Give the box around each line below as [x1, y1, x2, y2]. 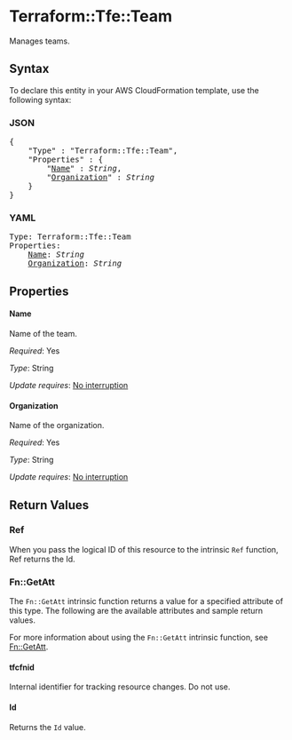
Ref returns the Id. [9, 553, 75, 564]
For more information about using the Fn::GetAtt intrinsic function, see [9, 633, 269, 643]
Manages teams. [9, 36, 71, 46]
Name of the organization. [9, 420, 105, 431]
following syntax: [9, 94, 72, 105]
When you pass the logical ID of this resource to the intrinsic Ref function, [9, 544, 279, 554]
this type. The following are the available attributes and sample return [9, 606, 264, 617]
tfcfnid [9, 662, 36, 672]
